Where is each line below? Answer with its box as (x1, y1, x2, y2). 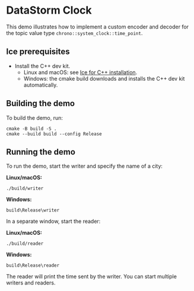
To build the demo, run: (6, 114, 63, 121)
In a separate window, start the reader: (6, 218, 101, 225)
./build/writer (6, 186, 44, 191)
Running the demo (6, 146, 76, 157)
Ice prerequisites (6, 47, 70, 57)
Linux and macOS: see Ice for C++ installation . (23, 69, 138, 76)
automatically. (23, 81, 58, 88)
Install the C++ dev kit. (14, 62, 71, 69)
